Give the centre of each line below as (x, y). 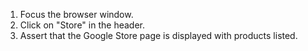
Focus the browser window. (76, 14)
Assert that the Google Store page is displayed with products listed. (158, 35)
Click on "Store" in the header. (82, 25)
